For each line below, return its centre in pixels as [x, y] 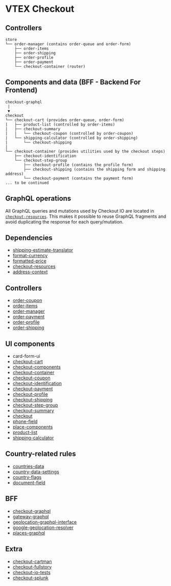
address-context [30, 272]
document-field [29, 482]
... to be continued [27, 183]
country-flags [27, 477]
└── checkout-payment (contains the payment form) [79, 178]
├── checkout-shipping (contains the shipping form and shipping [95, 169]
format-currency [30, 256]
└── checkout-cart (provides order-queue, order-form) [65, 120]
